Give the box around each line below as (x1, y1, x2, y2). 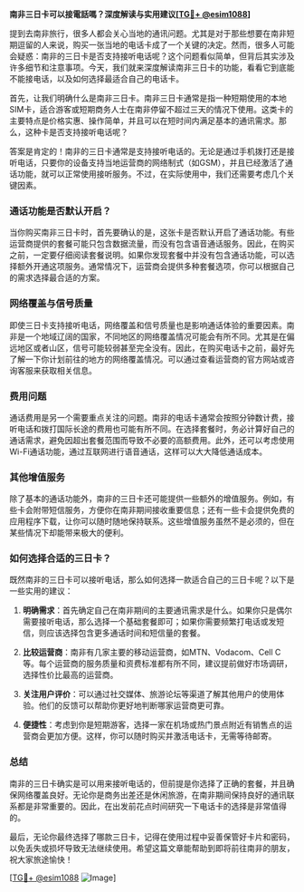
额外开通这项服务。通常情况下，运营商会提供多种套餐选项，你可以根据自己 (16, 261, 295, 272)
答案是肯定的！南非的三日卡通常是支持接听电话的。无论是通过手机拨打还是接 (9, 146, 295, 157)
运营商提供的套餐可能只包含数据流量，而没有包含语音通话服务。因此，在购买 (9, 238, 295, 249)
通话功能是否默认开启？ (9, 204, 111, 217)
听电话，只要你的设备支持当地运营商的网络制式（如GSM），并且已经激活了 (9, 158, 286, 168)
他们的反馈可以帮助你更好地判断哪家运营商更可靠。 (38, 700, 229, 711)
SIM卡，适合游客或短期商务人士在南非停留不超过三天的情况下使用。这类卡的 (9, 104, 294, 114)
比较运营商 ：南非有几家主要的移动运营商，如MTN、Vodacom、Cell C (22, 647, 281, 658)
